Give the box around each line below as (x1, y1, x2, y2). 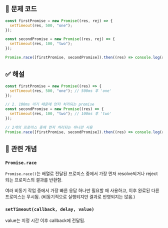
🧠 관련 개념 (5, 144, 37, 153)
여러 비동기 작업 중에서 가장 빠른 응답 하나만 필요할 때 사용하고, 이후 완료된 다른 (5, 187, 160, 193)
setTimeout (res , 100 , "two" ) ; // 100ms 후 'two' (9, 111, 112, 116)
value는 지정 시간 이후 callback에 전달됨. (5, 217, 85, 223)
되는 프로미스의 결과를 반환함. (5, 177, 63, 183)
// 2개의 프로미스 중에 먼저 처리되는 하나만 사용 (5, 124, 93, 130)
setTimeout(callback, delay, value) (5, 206, 94, 212)
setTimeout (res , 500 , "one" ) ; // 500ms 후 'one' (9, 88, 112, 93)
